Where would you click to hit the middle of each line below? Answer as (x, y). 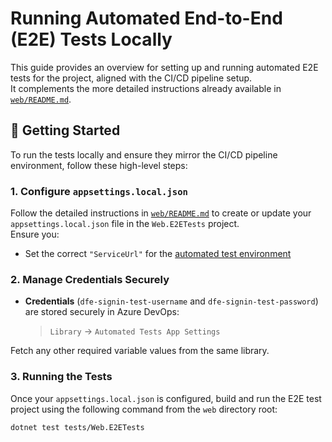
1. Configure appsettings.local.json (99, 191)
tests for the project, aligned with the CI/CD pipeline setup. (131, 78)
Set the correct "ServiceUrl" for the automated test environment (158, 254)
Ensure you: (35, 234)
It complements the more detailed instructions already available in (146, 88)
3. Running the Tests (61, 377)
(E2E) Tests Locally (91, 39)
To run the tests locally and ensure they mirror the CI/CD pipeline (144, 154)
